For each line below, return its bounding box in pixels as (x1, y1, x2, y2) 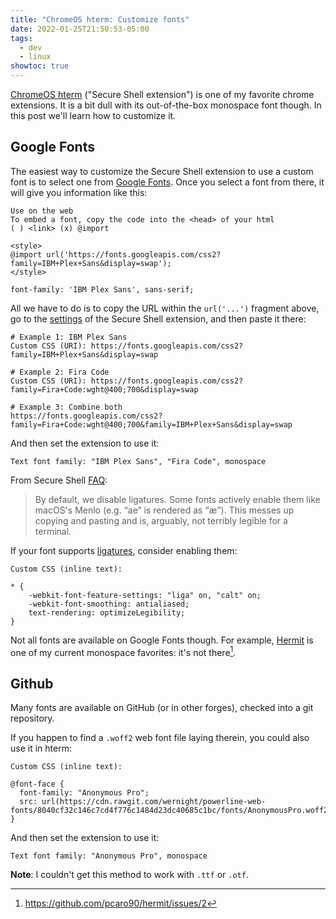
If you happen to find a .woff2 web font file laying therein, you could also (10, 732, 310, 744)
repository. (10, 712, 55, 725)
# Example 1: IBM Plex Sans (10, 332, 128, 342)
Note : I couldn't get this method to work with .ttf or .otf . (10, 869, 249, 881)
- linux (19, 52, 52, 62)
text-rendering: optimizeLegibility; (28, 607, 186, 618)
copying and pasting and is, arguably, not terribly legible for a (34, 514, 288, 526)
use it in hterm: (10, 742, 72, 755)
